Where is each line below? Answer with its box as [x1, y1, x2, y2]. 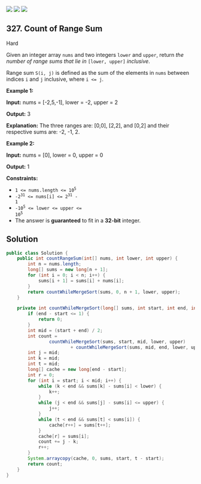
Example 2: [6, 139, 35, 147]
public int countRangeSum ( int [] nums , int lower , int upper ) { [17, 255, 178, 261]
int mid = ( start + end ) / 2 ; [28, 327, 103, 333]
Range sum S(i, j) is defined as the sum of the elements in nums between [6, 69, 190, 76]
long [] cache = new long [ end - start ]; [28, 367, 127, 373]
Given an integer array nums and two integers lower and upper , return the [6, 51, 184, 58]
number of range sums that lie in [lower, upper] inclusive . [6, 57, 151, 65]
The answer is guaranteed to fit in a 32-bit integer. [14, 217, 141, 224]
